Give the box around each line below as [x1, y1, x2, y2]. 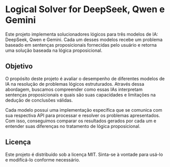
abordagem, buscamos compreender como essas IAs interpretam [5, 86, 143, 92]
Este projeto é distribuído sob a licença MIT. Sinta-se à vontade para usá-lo [5, 151, 163, 157]
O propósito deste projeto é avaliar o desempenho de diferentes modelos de [5, 75, 165, 82]
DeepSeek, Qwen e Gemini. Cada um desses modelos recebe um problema [5, 37, 163, 43]
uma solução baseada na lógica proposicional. [5, 47, 103, 53]
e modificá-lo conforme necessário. [5, 156, 80, 163]
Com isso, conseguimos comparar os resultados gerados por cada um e [5, 118, 156, 124]
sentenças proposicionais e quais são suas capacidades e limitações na [5, 91, 156, 97]
